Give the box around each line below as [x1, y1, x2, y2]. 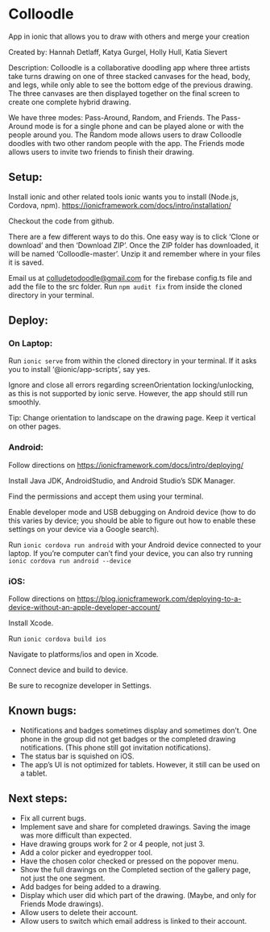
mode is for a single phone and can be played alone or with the [35, 121, 244, 131]
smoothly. [8, 397, 42, 407]
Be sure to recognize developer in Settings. [8, 681, 152, 691]
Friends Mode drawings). [19, 899, 104, 909]
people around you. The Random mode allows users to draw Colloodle [8, 130, 242, 140]
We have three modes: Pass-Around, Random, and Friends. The [8, 112, 220, 122]
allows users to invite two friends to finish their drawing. [8, 147, 195, 157]
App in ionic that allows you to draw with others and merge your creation [8, 31, 250, 41]
